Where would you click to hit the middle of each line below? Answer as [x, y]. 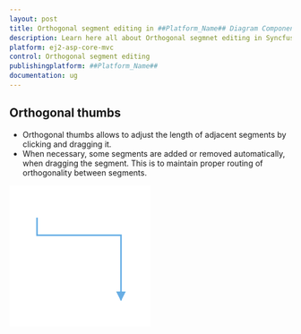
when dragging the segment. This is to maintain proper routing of [142, 163]
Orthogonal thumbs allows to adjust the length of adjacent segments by [154, 134]
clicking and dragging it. [67, 144]
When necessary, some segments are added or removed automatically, [154, 153]
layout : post [34, 19]
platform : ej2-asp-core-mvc [62, 47]
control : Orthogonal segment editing [80, 57]
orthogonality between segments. [85, 172]
